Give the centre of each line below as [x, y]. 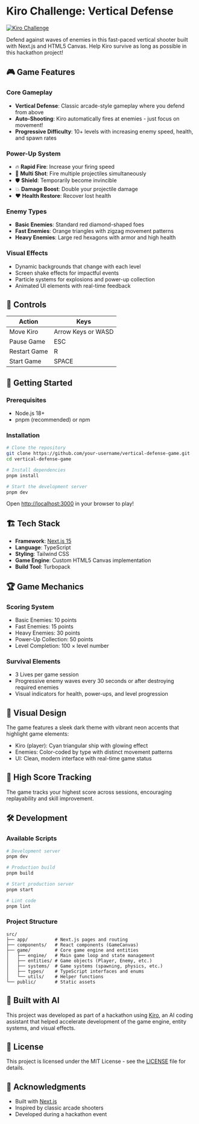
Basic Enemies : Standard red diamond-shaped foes [80, 224]
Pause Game [27, 342]
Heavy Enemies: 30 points [47, 633]
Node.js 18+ [30, 413]
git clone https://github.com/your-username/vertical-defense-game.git [98, 454]
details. [15, 1068]
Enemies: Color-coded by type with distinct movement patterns [94, 752]
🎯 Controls [27, 305]
